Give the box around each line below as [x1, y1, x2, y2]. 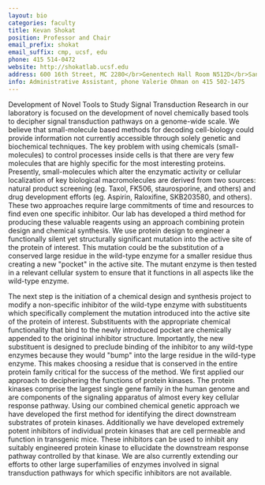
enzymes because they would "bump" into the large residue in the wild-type [8, 350, 256, 360]
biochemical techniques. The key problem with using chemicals [8, 142, 215, 151]
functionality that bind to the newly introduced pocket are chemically [8, 325, 232, 335]
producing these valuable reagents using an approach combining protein [8, 217, 244, 226]
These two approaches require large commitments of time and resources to [8, 200, 254, 210]
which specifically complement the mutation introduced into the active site [8, 308, 251, 317]
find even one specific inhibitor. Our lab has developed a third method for [8, 209, 246, 218]
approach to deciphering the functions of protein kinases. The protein [8, 375, 235, 385]
